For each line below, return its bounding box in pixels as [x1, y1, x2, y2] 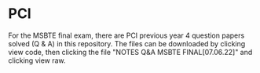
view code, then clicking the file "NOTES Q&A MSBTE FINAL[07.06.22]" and [8, 47, 253, 57]
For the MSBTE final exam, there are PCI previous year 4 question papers [8, 31, 245, 40]
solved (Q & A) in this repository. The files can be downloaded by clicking [8, 38, 246, 48]
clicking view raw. [8, 56, 66, 65]
